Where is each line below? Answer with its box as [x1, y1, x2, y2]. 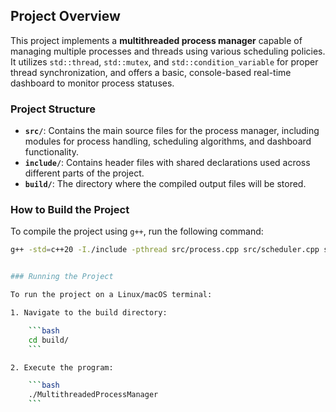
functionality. [24, 146, 79, 158]
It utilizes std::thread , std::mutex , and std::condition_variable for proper [10, 55, 319, 68]
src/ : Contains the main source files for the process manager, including [24, 125, 320, 137]
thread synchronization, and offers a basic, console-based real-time [10, 66, 292, 78]
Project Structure [10, 102, 96, 116]
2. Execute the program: [10, 362, 114, 373]
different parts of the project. [24, 167, 145, 179]
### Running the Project [10, 272, 114, 282]
